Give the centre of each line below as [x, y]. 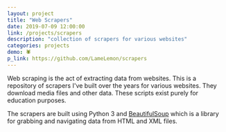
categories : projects [38, 46]
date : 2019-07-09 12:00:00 [46, 26]
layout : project [31, 13]
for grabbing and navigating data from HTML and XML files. [93, 121]
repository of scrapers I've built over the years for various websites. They [112, 85]
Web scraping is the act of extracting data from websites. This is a [102, 78]
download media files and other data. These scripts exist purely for [103, 93]
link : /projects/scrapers [44, 33]
